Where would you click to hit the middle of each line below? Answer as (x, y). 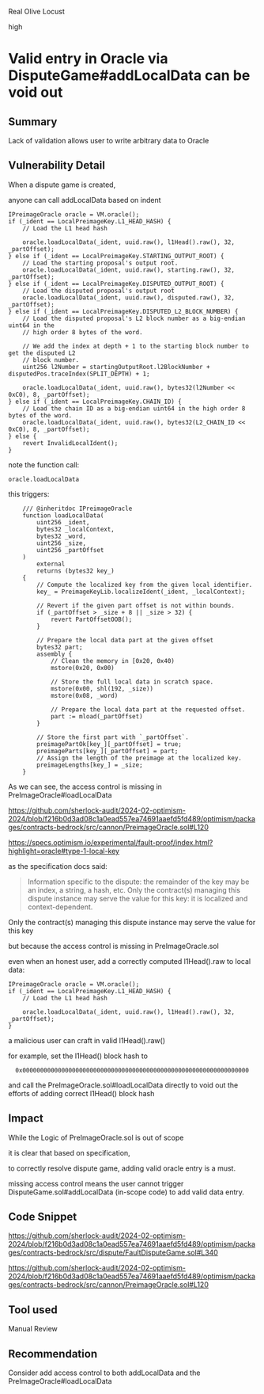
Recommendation (53, 1354)
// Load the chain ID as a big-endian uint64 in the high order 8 (134, 408)
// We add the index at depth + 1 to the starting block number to (136, 346)
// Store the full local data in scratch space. (132, 682)
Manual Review (33, 1329)
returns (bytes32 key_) (75, 571)
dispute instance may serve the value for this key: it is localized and (138, 898)
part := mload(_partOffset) (97, 716)
